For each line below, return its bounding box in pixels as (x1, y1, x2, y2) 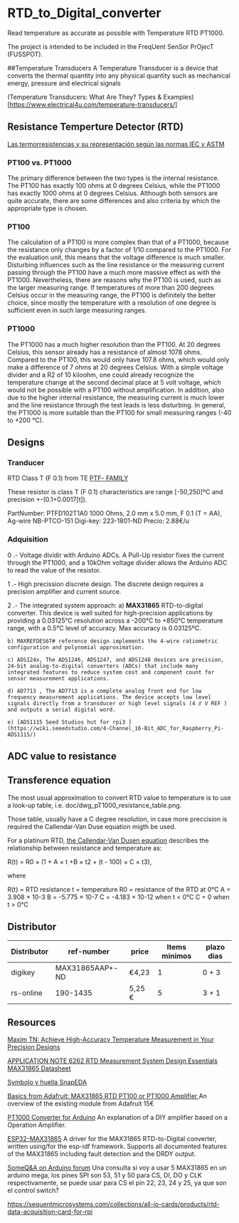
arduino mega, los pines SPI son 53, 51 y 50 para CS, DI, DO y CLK (7, 1171, 203, 1180)
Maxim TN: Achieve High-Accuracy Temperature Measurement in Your (7, 1035, 215, 1044)
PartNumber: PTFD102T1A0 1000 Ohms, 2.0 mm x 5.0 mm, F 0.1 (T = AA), (7, 509, 223, 518)
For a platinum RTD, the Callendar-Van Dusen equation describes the (7, 836, 209, 845)
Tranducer (7, 457, 45, 467)
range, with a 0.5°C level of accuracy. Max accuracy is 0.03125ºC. (7, 623, 201, 632)
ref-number (68, 946, 110, 956)
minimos (161, 951, 192, 961)
